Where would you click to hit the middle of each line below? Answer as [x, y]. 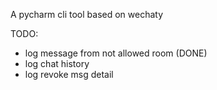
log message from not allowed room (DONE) [116, 53]
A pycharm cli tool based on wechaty [87, 14]
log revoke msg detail [69, 74]
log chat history [57, 63]
